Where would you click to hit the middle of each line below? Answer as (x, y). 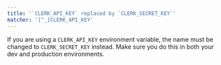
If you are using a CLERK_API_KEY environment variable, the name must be (110, 39)
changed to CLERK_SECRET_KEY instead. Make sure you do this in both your (110, 47)
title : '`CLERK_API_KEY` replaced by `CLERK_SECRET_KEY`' (92, 13)
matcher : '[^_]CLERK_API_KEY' (50, 20)
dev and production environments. (56, 54)
